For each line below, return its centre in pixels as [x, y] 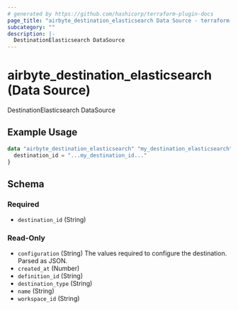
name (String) [36, 291]
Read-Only [27, 238]
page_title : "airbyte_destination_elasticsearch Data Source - [103, 21]
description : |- [31, 34]
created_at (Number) [49, 269]
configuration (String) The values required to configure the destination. [122, 253]
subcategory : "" [31, 27]
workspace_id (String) [49, 299]
